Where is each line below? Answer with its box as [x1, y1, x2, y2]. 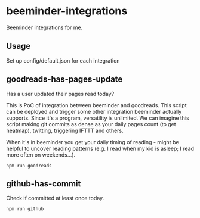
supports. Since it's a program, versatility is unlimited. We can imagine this [6, 114, 189, 122]
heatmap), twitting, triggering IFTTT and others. [6, 127, 124, 134]
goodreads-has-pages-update [6, 74, 123, 85]
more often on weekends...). [6, 151, 76, 158]
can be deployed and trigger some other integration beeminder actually [6, 108, 182, 115]
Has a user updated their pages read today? [6, 90, 115, 97]
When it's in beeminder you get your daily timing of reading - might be [6, 138, 179, 145]
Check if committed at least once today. [6, 195, 104, 202]
